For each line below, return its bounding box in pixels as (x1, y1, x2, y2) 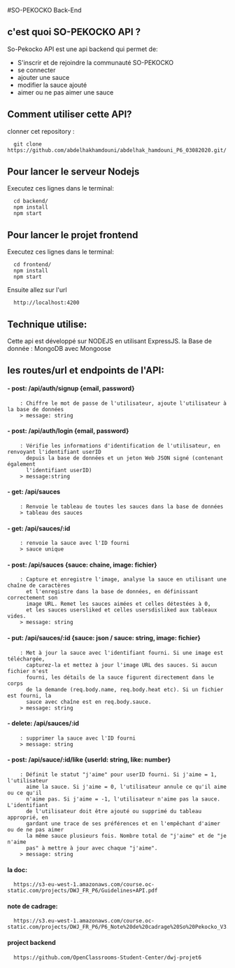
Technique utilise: (7, 318, 87, 330)
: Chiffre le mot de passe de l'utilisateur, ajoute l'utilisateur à (20, 399, 227, 407)
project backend (7, 939, 56, 947)
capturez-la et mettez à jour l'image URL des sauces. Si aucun (25, 661, 218, 668)
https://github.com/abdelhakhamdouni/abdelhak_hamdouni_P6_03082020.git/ (7, 146, 227, 153)
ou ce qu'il (7, 789, 42, 797)
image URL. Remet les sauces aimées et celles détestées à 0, (25, 600, 211, 608)
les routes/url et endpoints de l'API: (7, 364, 164, 377)
